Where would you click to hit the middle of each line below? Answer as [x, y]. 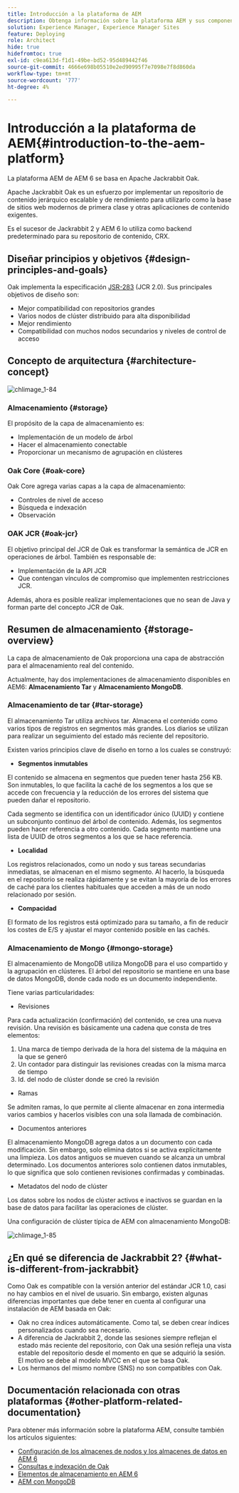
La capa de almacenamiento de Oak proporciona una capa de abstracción [116, 658]
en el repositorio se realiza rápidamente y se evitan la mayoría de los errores [119, 879]
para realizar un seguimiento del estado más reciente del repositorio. [108, 735]
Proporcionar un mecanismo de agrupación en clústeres [100, 453]
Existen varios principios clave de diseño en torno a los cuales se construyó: [119, 750]
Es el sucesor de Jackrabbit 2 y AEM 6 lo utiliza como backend [100, 229]
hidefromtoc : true [34, 54]
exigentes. [22, 215]
